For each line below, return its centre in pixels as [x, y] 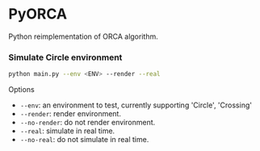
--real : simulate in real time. [67, 131]
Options [21, 90]
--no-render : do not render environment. [88, 123]
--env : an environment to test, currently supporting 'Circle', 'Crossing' [136, 105]
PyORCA [38, 14]
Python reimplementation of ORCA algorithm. [84, 36]
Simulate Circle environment [65, 57]
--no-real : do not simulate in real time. [84, 140]
